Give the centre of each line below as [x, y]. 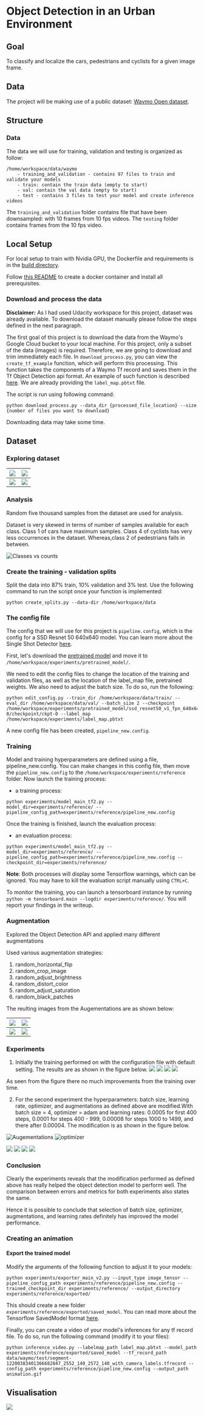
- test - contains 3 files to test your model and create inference [106, 195]
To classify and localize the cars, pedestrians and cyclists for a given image [101, 61]
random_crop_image [41, 971]
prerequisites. [24, 284]
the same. [19, 1198]
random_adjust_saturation [47, 990]
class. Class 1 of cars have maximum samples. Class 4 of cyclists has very [99, 531]
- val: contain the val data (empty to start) [77, 190]
